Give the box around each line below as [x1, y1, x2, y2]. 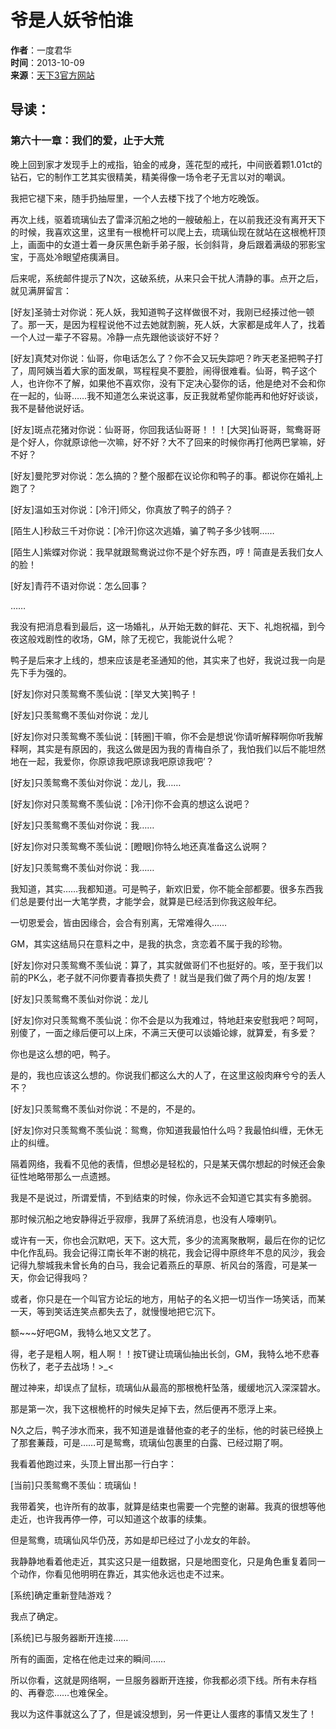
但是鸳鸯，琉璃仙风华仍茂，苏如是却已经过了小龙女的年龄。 [10, 1534, 256, 1546]
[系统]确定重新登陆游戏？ [10, 1589, 114, 1601]
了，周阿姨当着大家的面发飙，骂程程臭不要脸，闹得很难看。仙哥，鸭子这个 [10, 364, 317, 376]
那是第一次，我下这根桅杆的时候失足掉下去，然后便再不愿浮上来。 [10, 1402, 282, 1415]
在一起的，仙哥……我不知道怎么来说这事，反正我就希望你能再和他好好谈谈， [10, 389, 324, 401]
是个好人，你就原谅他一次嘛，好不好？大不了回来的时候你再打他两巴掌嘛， [10, 436, 317, 448]
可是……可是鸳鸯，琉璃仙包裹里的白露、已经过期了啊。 [62, 1436, 289, 1448]
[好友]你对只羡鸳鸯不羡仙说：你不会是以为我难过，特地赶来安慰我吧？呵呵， [10, 1014, 324, 1026]
